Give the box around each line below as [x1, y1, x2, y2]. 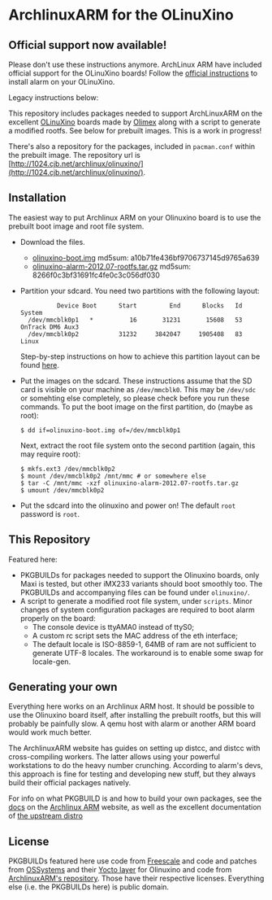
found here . [19, 360, 59, 369]
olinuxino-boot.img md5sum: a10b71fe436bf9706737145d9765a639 [32, 252, 260, 262]
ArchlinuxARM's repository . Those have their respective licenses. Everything [8, 873, 265, 884]
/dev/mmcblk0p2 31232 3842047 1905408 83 [28, 330, 243, 339]
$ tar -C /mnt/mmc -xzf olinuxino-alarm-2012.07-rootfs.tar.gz [19, 478, 240, 487]
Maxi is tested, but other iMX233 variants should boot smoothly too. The [19, 579, 263, 588]
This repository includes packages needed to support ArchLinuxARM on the [8, 108, 262, 118]
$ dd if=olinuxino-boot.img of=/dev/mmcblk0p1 [19, 426, 181, 435]
